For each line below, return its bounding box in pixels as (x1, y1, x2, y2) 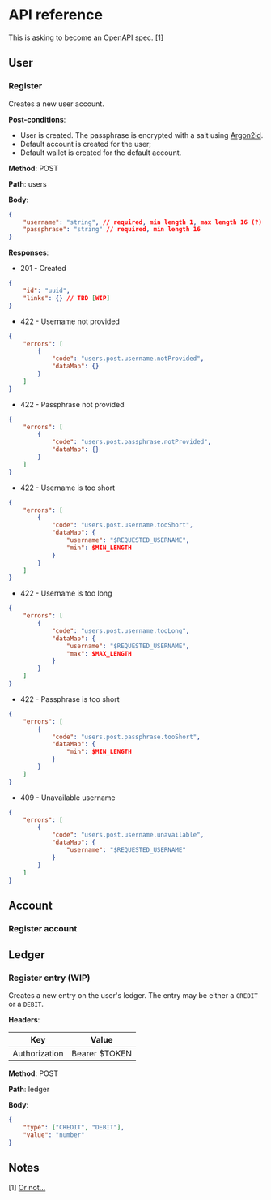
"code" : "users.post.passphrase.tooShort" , (51, 733, 201, 741)
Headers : (8, 1015, 40, 1025)
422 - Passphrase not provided (19, 399, 125, 409)
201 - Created (19, 264, 66, 273)
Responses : (8, 247, 49, 257)
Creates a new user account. (8, 99, 105, 109)
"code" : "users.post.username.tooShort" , (51, 521, 194, 529)
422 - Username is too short (19, 483, 116, 492)
